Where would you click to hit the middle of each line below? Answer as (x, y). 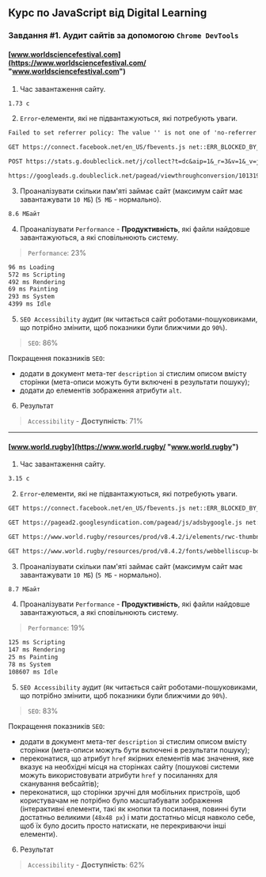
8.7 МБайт (25, 589)
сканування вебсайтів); (59, 784)
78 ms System (30, 665)
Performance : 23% (57, 252)
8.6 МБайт (25, 214)
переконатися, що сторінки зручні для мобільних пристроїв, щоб (130, 792)
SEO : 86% (43, 343)
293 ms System (32, 297)
